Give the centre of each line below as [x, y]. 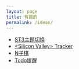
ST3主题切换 [30, 40]
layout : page [22, 11]
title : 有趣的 [22, 17]
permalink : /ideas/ [30, 22]
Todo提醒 [26, 61]
